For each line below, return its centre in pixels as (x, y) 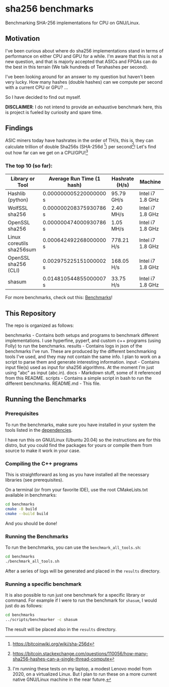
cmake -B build (21, 509)
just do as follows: (24, 605)
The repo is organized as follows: (40, 325)
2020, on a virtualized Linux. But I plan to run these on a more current (84, 674)
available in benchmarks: (31, 495)
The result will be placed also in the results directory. (61, 629)
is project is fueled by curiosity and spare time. (54, 112)
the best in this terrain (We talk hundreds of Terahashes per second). (77, 67)
